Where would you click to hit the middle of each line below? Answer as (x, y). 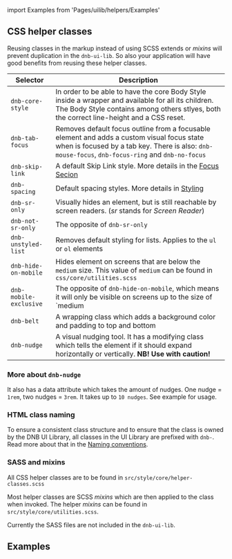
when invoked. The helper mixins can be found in (77, 504)
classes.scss (26, 484)
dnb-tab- (25, 138)
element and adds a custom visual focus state (129, 137)
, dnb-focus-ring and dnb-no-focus (150, 155)
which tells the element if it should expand (123, 345)
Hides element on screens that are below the (128, 262)
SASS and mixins (36, 462)
